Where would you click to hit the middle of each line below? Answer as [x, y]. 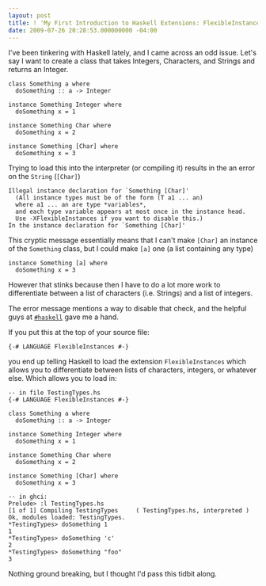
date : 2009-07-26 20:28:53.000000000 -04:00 [83, 30]
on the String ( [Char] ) [44, 177]
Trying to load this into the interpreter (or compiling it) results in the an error [132, 168]
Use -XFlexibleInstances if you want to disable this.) [109, 219]
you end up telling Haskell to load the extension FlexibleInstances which [127, 362]
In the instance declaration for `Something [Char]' [97, 226]
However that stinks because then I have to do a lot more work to [114, 285]
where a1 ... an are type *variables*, [81, 205]
